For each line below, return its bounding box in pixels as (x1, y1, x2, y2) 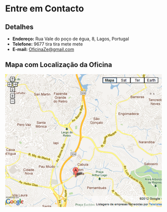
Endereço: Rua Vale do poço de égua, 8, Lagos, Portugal (12, 36, 129, 42)
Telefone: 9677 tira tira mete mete (12, 41, 83, 47)
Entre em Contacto (5, 3, 84, 14)
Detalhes (5, 23, 34, 31)
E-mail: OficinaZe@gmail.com (12, 47, 75, 52)
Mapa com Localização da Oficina (5, 60, 112, 69)
